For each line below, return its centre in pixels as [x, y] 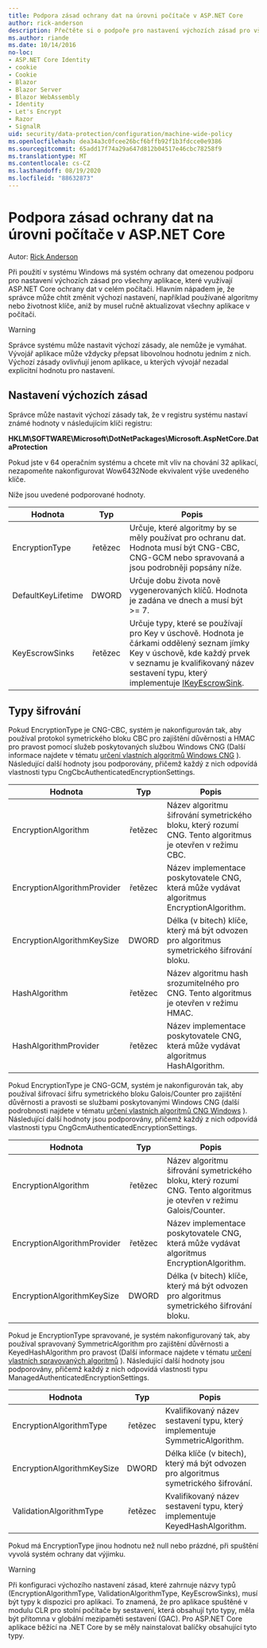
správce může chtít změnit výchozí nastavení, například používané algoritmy [133, 297]
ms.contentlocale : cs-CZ [49, 164]
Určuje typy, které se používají [186, 623]
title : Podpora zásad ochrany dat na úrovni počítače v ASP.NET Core [126, 16]
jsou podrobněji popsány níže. [186, 567]
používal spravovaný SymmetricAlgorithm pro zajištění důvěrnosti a [118, 1344]
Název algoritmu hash [207, 974]
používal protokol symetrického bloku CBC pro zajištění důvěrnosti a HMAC [132, 738]
